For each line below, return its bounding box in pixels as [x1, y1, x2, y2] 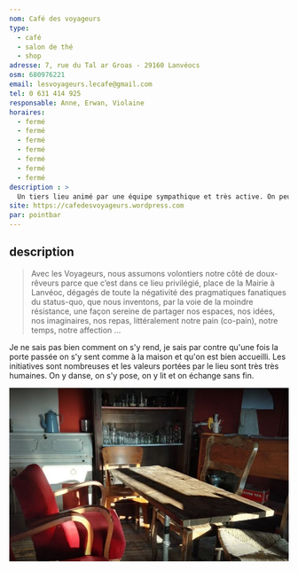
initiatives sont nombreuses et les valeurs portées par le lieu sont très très [9, 360, 279, 372]
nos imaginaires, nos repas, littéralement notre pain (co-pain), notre [30, 315, 278, 325]
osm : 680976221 [9, 71, 66, 80]
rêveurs [30, 278, 59, 288]
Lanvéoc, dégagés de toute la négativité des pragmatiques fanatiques [30, 286, 286, 297]
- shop [17, 51, 42, 61]
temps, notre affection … [30, 325, 122, 335]
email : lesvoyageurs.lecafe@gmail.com [9, 80, 153, 89]
